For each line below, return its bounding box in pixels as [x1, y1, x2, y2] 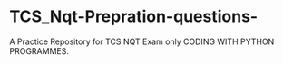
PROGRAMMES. [9, 45, 70, 56]
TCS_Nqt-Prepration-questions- [9, 6, 259, 27]
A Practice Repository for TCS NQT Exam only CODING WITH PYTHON [9, 36, 275, 47]
